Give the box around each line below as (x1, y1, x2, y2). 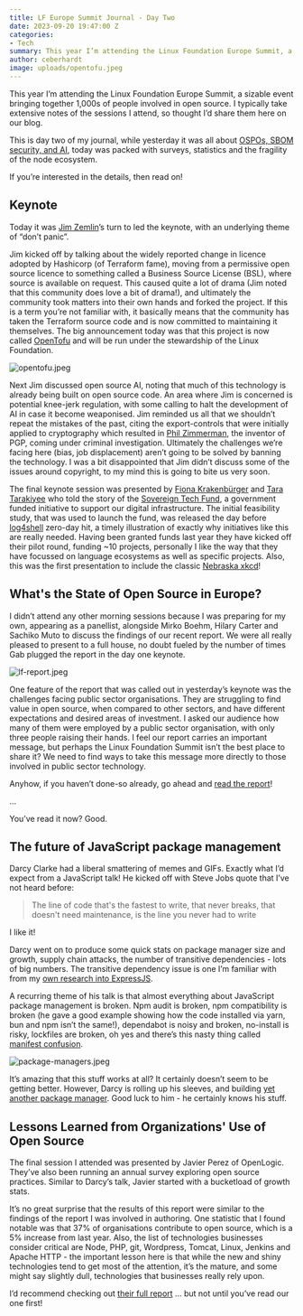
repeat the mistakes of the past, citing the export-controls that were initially (9, 417, 289, 429)
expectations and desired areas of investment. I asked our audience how (9, 713, 280, 723)
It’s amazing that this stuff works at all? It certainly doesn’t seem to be (9, 1074, 269, 1085)
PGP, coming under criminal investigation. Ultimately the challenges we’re (9, 437, 283, 448)
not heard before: (9, 882, 75, 893)
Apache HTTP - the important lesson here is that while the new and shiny (9, 1252, 281, 1263)
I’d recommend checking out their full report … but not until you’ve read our (9, 1288, 289, 1299)
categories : (9, 30, 54, 39)
